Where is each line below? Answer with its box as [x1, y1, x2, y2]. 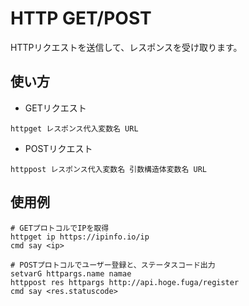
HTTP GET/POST [10, 7, 152, 30]
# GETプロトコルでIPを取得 [10, 223, 110, 233]
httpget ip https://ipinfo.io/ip [10, 232, 150, 242]
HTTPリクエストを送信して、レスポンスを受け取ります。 [10, 41, 243, 53]
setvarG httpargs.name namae [10, 268, 132, 279]
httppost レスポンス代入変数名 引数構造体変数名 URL [10, 164, 208, 174]
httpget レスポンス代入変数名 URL [10, 123, 139, 134]
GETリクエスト [24, 102, 87, 114]
